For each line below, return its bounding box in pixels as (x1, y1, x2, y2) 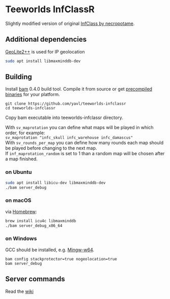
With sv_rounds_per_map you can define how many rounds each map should (5, 140, 164, 146)
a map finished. (5, 156, 38, 162)
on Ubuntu (5, 169, 32, 176)
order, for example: (5, 130, 45, 136)
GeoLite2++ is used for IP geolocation (5, 48, 85, 54)
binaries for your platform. (5, 92, 60, 98)
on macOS (5, 197, 32, 204)
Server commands (5, 275, 65, 283)
